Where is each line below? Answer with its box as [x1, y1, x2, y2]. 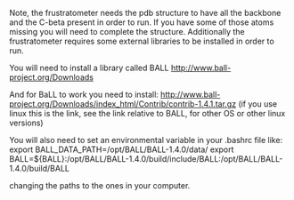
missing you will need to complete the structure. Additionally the [9, 27, 245, 36]
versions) [9, 117, 44, 128]
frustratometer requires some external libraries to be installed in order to [9, 36, 274, 46]
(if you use [238, 99, 278, 109]
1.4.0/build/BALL [9, 164, 69, 173]
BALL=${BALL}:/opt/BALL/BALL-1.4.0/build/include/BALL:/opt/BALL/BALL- [9, 154, 283, 164]
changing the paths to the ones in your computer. [9, 180, 191, 190]
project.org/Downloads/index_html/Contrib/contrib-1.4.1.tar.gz [9, 99, 237, 109]
